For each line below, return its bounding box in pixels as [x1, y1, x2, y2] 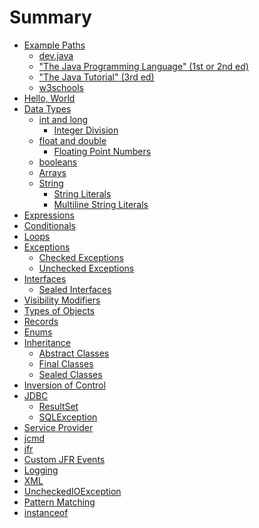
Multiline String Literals [53, 198, 149, 210]
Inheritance [23, 336, 72, 348]
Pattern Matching [23, 496, 96, 508]
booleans [38, 156, 78, 168]
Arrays [38, 166, 67, 178]
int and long [38, 113, 89, 125]
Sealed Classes [38, 368, 103, 380]
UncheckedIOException [23, 485, 122, 497]
